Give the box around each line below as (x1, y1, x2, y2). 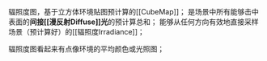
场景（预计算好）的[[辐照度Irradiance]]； (8, 27, 146, 36)
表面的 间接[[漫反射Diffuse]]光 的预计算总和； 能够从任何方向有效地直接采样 (8, 17, 259, 26)
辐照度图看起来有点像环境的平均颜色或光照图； (8, 44, 164, 54)
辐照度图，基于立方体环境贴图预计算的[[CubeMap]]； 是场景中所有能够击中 (8, 7, 259, 16)
